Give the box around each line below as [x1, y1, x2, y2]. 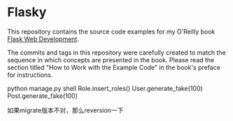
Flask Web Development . [7, 34, 79, 43]
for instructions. [7, 71, 53, 79]
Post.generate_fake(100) [7, 92, 78, 100]
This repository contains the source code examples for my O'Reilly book [7, 27, 216, 36]
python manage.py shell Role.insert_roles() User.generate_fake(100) [7, 84, 203, 92]
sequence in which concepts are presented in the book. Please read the [7, 55, 215, 64]
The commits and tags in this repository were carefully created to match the [7, 48, 226, 57]
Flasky [7, 4, 47, 20]
